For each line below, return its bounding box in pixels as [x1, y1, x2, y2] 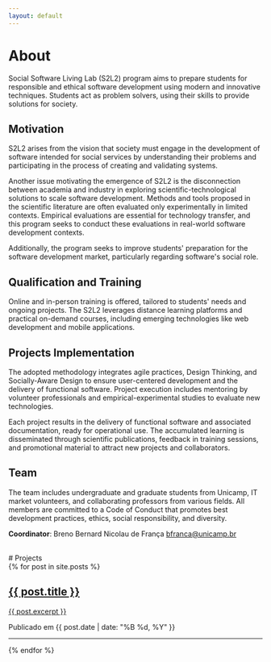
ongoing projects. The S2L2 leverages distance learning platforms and [8, 306, 243, 315]
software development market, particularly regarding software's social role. [8, 252, 259, 262]
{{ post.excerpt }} [8, 606, 67, 616]
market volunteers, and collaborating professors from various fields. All [8, 496, 245, 506]
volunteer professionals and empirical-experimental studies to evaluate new [8, 393, 261, 402]
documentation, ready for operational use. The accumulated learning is [8, 426, 244, 435]
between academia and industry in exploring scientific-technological [8, 185, 236, 194]
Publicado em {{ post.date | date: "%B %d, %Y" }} [8, 622, 176, 631]
